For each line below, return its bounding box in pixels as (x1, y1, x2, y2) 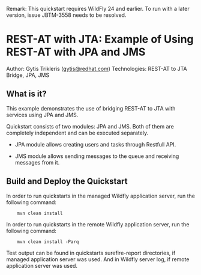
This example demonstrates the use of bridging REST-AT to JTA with (6, 104, 176, 112)
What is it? (6, 89, 47, 99)
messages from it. (14, 159, 60, 166)
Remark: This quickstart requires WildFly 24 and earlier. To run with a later (6, 5, 190, 12)
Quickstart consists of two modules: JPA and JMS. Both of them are (6, 122, 174, 130)
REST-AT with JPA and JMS (6, 45, 146, 59)
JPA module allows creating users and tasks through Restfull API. (14, 141, 176, 148)
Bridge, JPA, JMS (6, 71, 50, 79)
